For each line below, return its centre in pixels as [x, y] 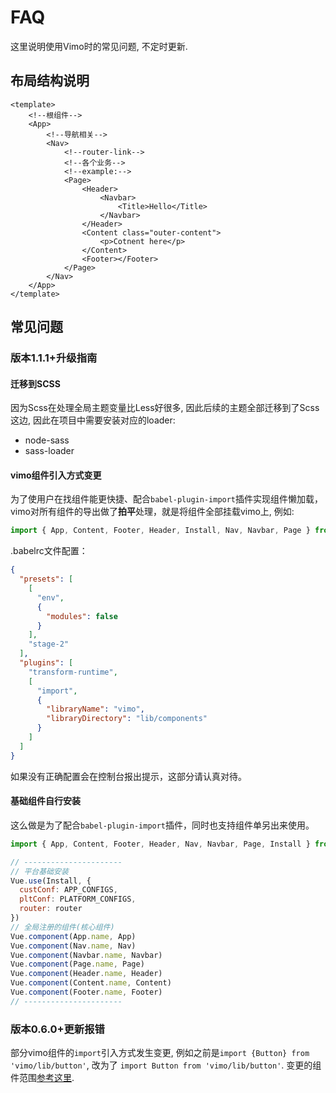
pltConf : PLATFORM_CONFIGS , [78, 899]
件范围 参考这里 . [42, 1078]
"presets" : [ [46, 579]
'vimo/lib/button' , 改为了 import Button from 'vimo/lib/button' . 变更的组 [166, 1065]
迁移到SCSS [35, 383]
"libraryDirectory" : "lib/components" [127, 719]
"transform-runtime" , [73, 672]
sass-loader [49, 451]
